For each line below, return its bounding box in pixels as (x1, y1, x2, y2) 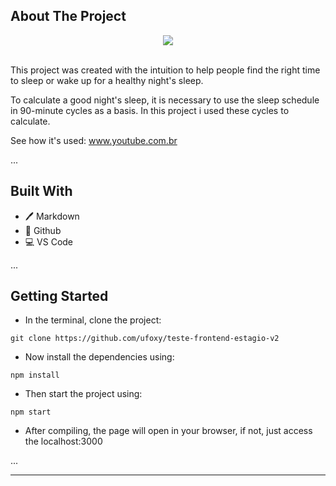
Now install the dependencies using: (24, 351, 175, 363)
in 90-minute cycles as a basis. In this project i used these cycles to (10, 104, 290, 116)
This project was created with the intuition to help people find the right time (10, 64, 321, 76)
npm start (10, 407, 52, 418)
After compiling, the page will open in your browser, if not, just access (24, 425, 313, 437)
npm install (10, 370, 60, 381)
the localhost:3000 (24, 435, 103, 448)
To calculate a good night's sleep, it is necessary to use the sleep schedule (10, 94, 320, 106)
